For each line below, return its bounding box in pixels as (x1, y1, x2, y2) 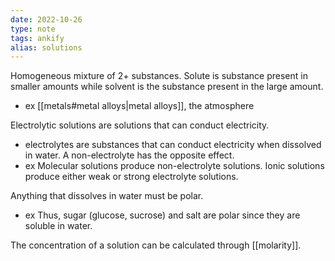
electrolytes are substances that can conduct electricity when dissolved (24, 139, 322, 151)
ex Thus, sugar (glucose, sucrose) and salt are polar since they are (24, 209, 301, 221)
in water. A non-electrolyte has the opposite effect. (24, 149, 235, 161)
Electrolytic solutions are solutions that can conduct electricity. (10, 119, 270, 131)
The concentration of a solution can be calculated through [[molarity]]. (10, 239, 302, 251)
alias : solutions (10, 42, 83, 53)
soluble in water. (24, 220, 93, 232)
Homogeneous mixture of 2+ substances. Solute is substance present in (10, 70, 308, 82)
